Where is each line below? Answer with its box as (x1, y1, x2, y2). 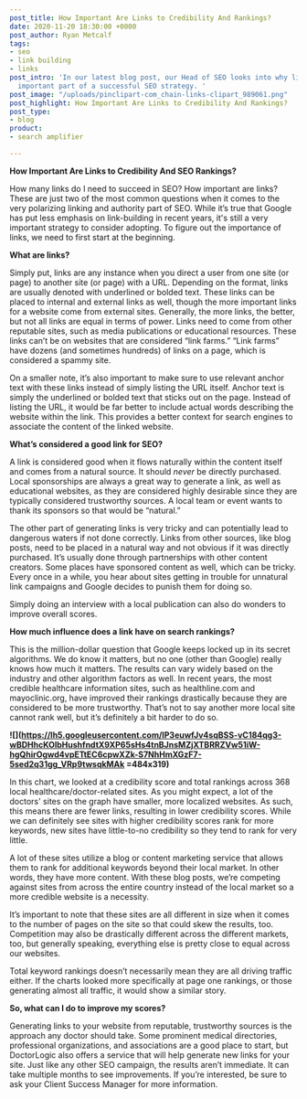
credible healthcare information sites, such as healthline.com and (9, 682, 256, 693)
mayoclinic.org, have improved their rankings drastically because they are (9, 692, 288, 703)
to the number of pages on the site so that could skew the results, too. (9, 918, 274, 929)
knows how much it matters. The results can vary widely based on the (9, 663, 274, 674)
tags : (9, 38, 30, 48)
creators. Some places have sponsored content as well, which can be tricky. (9, 561, 297, 572)
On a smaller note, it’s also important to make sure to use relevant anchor (9, 372, 285, 383)
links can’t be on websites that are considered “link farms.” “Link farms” (9, 335, 281, 346)
